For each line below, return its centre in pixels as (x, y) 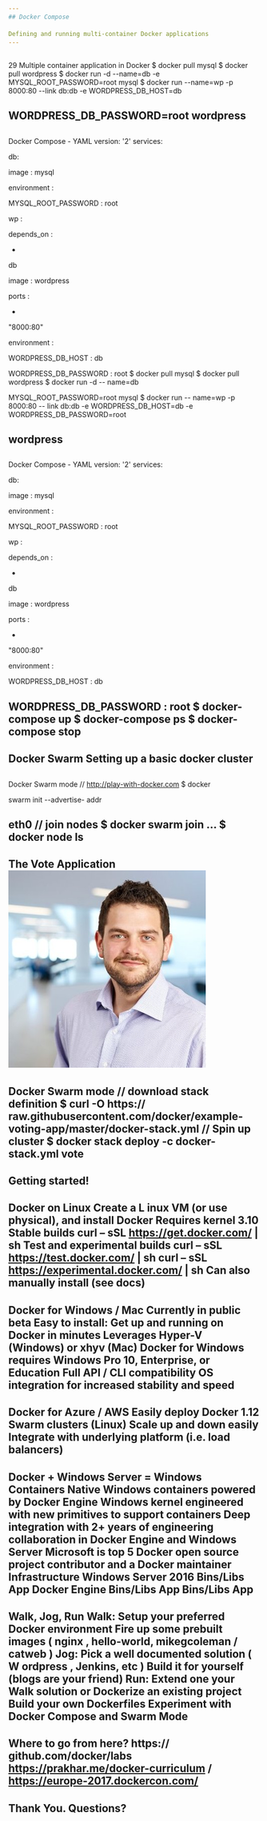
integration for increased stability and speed (122, 1385)
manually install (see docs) (77, 1283)
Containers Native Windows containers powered (132, 1490)
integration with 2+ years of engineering (111, 1527)
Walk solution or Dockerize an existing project (125, 1692)
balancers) (36, 1450)
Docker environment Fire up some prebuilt (116, 1630)
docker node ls (46, 837)
